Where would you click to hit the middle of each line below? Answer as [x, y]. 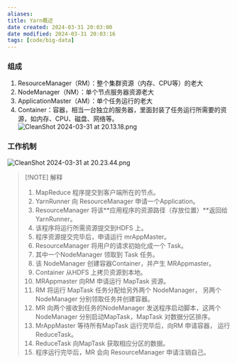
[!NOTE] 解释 [44, 177]
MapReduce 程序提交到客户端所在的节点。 [97, 192]
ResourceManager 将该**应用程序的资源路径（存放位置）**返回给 [132, 210]
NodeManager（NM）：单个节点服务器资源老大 [86, 92]
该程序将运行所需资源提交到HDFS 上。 [91, 227]
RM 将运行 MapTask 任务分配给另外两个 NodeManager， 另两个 [128, 290]
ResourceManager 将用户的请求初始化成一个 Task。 [111, 245]
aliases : [20, 14]
